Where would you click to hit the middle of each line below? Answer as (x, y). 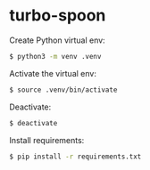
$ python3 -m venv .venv (55, 56)
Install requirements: (47, 140)
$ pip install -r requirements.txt (75, 157)
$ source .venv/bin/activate (63, 90)
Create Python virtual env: (57, 40)
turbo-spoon (58, 16)
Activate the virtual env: (53, 73)
